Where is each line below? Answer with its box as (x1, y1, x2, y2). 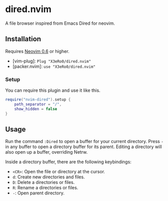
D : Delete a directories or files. (12, 179, 75, 185)
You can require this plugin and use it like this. (5, 87, 101, 94)
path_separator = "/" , (14, 102, 62, 107)
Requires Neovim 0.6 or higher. (5, 48, 69, 54)
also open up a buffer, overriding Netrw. (5, 149, 88, 155)
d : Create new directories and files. (12, 174, 85, 180)
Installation (5, 35, 41, 43)
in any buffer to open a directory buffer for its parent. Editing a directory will (5, 144, 162, 150)
